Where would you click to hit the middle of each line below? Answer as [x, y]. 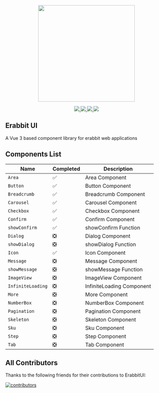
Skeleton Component [111, 319]
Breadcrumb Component [115, 194]
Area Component [106, 177]
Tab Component [105, 345]
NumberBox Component [114, 302]
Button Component [108, 186]
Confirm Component [110, 219]
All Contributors [32, 363]
